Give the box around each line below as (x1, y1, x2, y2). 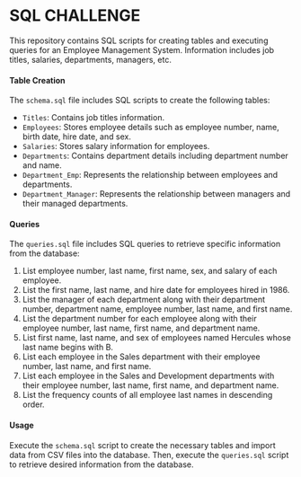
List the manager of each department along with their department (22, 294, 266, 305)
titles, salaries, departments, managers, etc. (9, 54, 173, 65)
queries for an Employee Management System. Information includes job (9, 44, 275, 55)
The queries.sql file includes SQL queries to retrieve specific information (9, 239, 281, 250)
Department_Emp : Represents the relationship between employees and (22, 170, 279, 181)
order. (22, 399, 45, 410)
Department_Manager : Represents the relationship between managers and (22, 189, 291, 199)
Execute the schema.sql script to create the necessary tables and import (9, 439, 276, 450)
